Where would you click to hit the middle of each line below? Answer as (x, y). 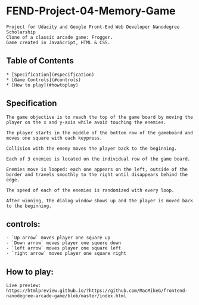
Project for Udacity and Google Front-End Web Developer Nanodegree (93, 27)
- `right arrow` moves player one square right (66, 254)
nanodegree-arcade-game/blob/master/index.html (66, 296)
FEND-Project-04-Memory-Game (91, 11)
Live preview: (24, 286)
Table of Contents (40, 61)
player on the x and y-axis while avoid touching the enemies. (86, 122)
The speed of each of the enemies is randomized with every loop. (90, 190)
